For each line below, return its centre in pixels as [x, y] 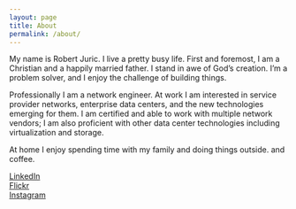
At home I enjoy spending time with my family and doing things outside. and [147, 150]
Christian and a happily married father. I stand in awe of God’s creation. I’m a [148, 68]
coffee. [22, 159]
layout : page [33, 17]
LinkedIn [25, 176]
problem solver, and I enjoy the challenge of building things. [118, 78]
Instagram [27, 195]
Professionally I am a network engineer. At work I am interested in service [143, 95]
